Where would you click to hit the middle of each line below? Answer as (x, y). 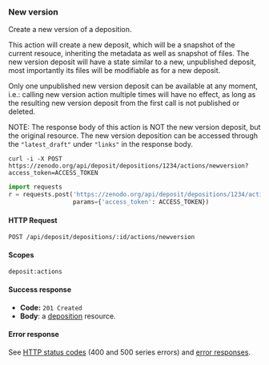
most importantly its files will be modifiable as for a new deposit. (114, 71)
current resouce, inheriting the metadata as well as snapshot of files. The (129, 54)
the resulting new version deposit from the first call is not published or (124, 103)
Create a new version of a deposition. (70, 30)
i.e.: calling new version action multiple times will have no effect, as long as (132, 95)
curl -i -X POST (35, 159)
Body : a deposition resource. (68, 316)
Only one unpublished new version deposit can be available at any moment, (133, 86)
